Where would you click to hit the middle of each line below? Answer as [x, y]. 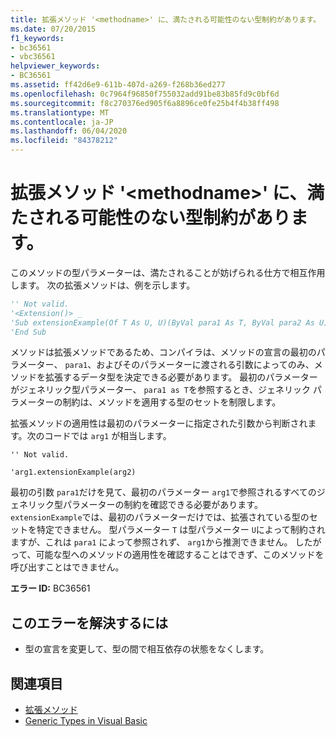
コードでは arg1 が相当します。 [108, 436]
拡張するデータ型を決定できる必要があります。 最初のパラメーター [181, 377]
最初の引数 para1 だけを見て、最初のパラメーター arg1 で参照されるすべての [163, 492]
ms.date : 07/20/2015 [53, 29]
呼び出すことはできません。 [67, 567]
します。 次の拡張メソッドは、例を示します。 [103, 285]
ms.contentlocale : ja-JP [62, 122]
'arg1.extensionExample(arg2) [73, 472]
